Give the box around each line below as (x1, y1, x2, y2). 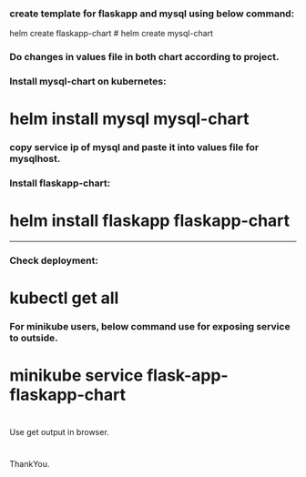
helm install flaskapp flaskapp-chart (9, 210, 291, 231)
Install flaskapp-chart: (9, 177, 111, 189)
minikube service (9, 365, 144, 386)
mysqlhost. (9, 153, 61, 166)
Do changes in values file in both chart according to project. (9, 51, 280, 64)
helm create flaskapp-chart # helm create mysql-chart (9, 28, 214, 39)
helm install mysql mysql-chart (9, 108, 250, 129)
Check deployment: (9, 254, 98, 267)
